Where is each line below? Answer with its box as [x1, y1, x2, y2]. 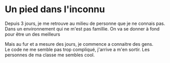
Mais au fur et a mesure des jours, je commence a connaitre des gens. [5, 41, 154, 47]
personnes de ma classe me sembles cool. [5, 52, 95, 58]
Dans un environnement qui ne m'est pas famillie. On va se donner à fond [5, 25, 160, 31]
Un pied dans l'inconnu [5, 4, 105, 15]
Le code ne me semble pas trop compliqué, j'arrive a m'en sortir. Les [5, 46, 150, 52]
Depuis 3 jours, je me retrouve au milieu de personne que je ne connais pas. [5, 20, 165, 26]
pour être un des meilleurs [5, 31, 60, 37]
